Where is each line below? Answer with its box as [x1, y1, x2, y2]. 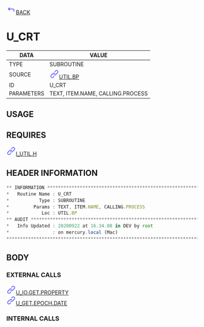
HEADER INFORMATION [6, 167, 98, 178]
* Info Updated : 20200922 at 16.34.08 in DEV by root [6, 223, 154, 229]
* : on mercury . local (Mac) [6, 229, 118, 235]
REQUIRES [6, 130, 47, 140]
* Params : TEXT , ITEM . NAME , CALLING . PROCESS [6, 204, 146, 210]
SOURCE [8, 71, 32, 78]
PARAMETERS [8, 90, 44, 97]
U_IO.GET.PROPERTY [16, 289, 69, 296]
